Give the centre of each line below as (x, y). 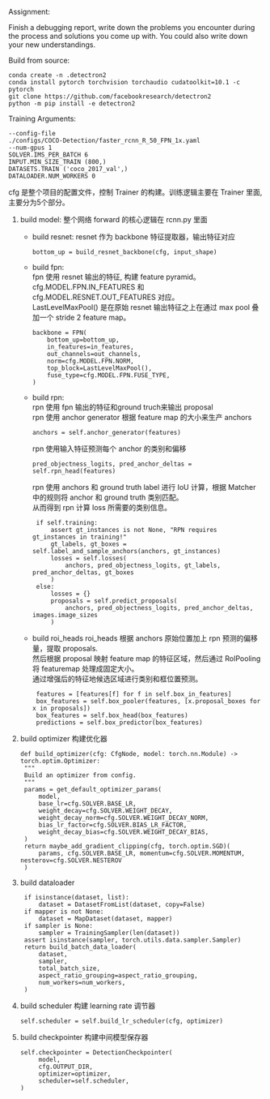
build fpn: (48, 267)
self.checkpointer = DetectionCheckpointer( (96, 1053)
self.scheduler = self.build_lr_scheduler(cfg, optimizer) (122, 1021)
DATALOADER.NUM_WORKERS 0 (52, 176)
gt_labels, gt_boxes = (89, 544)
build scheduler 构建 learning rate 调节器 (88, 1006)
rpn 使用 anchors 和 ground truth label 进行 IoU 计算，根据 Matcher (144, 487)
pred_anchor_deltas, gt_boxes (83, 573)
